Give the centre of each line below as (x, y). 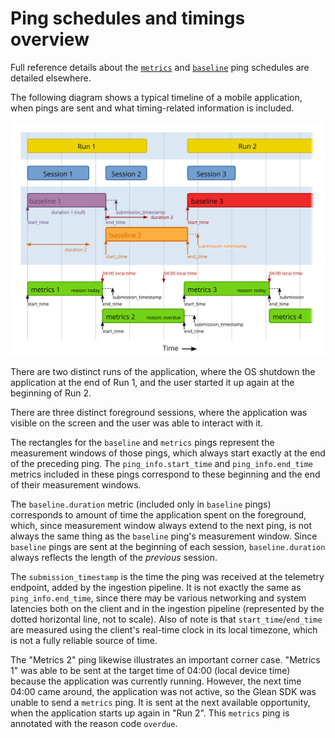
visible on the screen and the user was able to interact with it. (137, 423)
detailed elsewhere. (51, 78)
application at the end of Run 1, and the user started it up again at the (152, 383)
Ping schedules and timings (128, 18)
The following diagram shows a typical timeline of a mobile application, (156, 97)
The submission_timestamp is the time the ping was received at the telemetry (167, 577)
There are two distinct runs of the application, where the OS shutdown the (163, 372)
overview (50, 39)
